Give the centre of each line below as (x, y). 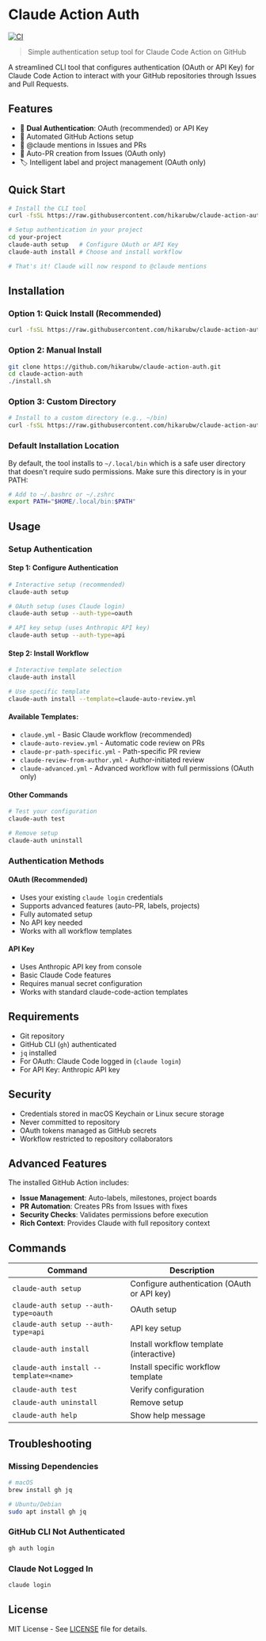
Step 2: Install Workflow (49, 653)
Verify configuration (167, 1390)
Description (192, 1270)
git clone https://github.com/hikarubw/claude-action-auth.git (115, 367)
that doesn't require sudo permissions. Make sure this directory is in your (127, 471)
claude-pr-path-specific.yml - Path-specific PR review (110, 751)
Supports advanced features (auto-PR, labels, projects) (110, 905)
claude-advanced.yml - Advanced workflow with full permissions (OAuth (137, 768)
